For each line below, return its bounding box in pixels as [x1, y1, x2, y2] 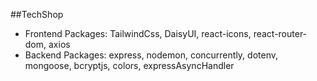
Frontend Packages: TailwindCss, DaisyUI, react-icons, [24, 28, 252, 39]
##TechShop [10, 9, 64, 20]
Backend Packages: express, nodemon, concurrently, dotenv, [24, 49, 278, 61]
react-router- [253, 28, 308, 39]
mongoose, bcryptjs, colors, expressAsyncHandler [24, 60, 235, 71]
